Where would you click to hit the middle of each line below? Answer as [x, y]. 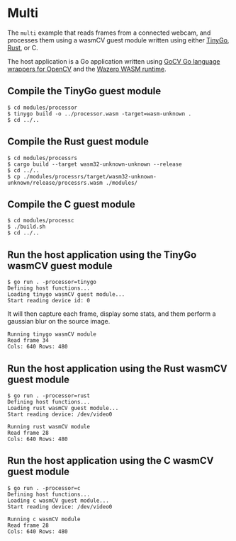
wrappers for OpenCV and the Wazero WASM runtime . [87, 69]
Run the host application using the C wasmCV [111, 461]
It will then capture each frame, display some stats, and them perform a [112, 314]
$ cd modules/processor [43, 108]
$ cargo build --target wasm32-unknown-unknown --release [95, 164]
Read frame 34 [28, 341]
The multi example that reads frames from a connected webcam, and [109, 33]
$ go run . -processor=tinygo [52, 282]
